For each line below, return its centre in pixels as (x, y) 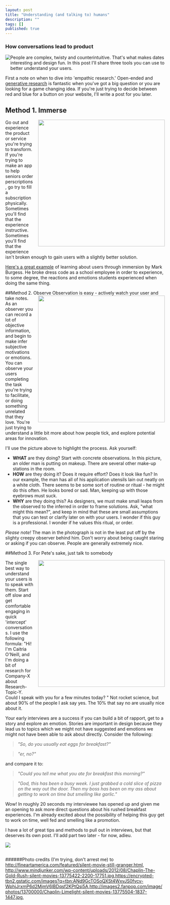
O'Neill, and (17, 655)
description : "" (22, 19)
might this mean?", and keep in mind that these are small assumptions (85, 512)
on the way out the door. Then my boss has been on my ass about (87, 789)
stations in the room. (34, 469)
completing (17, 379)
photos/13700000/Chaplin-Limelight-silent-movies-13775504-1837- (76, 892)
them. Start (17, 590)
